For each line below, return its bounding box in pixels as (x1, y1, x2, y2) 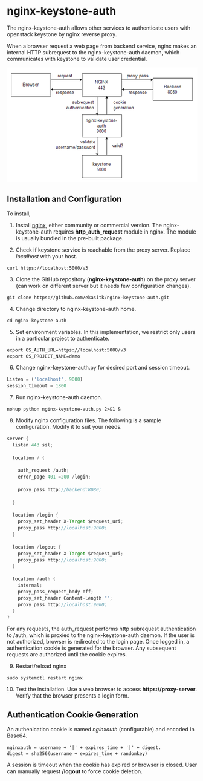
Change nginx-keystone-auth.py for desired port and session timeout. (15, 364, 190, 371)
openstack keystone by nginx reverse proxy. (7, 30, 117, 38)
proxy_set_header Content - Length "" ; (18, 595, 113, 601)
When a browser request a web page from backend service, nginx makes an (7, 42, 197, 50)
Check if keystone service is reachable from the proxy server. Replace (15, 246, 191, 253)
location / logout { (12, 544, 62, 550)
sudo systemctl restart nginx (7, 675, 83, 681)
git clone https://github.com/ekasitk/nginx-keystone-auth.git (7, 295, 170, 301)
